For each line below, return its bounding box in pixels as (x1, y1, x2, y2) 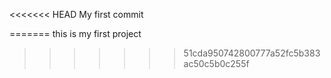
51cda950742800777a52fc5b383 (183, 47, 321, 59)
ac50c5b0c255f (183, 58, 250, 69)
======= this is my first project (9, 28, 142, 39)
